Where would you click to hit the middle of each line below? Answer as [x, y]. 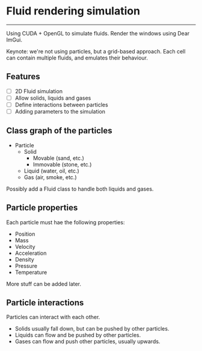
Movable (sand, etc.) [58, 158]
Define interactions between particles [61, 105]
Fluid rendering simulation [73, 11]
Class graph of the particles [59, 131]
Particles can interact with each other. [53, 317]
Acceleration [31, 253]
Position [25, 234]
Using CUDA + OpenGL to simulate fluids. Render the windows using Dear [98, 33]
